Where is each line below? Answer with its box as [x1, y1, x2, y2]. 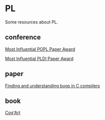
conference [5, 33, 41, 41]
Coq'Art [5, 110, 21, 116]
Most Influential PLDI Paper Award [5, 56, 74, 61]
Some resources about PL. [5, 19, 58, 25]
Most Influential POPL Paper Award [5, 46, 75, 52]
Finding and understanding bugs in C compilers [5, 82, 101, 88]
